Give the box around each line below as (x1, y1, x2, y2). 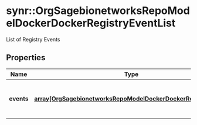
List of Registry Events (6, 36, 60, 43)
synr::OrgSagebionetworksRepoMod (6, 4, 191, 18)
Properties (6, 53, 46, 62)
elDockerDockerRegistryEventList (6, 16, 176, 30)
